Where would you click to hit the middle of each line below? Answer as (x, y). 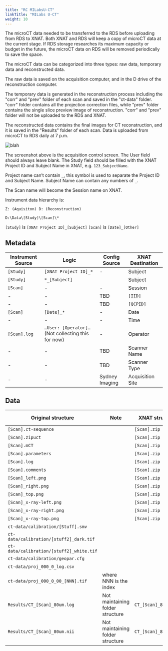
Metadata (20, 243)
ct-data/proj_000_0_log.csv (41, 567)
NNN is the (115, 581)
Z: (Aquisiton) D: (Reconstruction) (43, 209)
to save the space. (24, 54)
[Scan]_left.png (27, 478)
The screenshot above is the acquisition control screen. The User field (77, 155)
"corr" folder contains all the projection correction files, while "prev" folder (82, 105)
